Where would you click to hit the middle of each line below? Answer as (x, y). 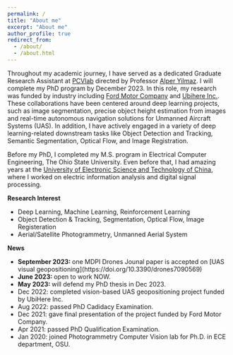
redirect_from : (30, 40)
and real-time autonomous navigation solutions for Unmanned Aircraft (109, 118)
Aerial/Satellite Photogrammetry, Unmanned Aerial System (102, 234)
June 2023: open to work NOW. (64, 277)
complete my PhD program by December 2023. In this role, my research (112, 88)
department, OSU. (44, 344)
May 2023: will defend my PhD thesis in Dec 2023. (91, 284)
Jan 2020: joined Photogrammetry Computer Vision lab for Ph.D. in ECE (121, 337)
